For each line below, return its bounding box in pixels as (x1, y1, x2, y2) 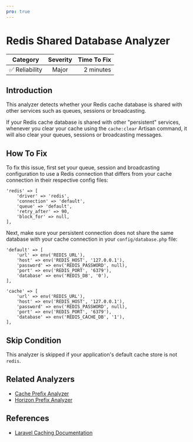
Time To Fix (78, 55, 112, 64)
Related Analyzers (6, 374, 75, 384)
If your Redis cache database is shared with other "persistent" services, (6, 119, 181, 126)
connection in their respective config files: (6, 176, 109, 184)
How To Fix (6, 148, 48, 158)
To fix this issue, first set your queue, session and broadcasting (6, 164, 160, 171)
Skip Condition (6, 335, 62, 345)
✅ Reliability (9, 66, 42, 74)
